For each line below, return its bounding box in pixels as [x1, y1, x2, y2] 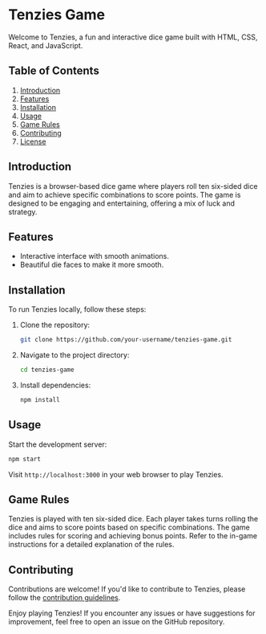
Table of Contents [8, 64, 100, 78]
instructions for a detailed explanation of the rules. [8, 540, 175, 550]
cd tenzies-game [19, 366, 75, 374]
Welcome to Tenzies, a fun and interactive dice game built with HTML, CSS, [8, 32, 258, 42]
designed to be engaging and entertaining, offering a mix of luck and [8, 198, 235, 208]
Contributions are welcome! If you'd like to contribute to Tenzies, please [8, 584, 246, 594]
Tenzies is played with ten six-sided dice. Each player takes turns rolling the [8, 514, 259, 524]
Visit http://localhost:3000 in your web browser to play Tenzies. [8, 469, 224, 479]
